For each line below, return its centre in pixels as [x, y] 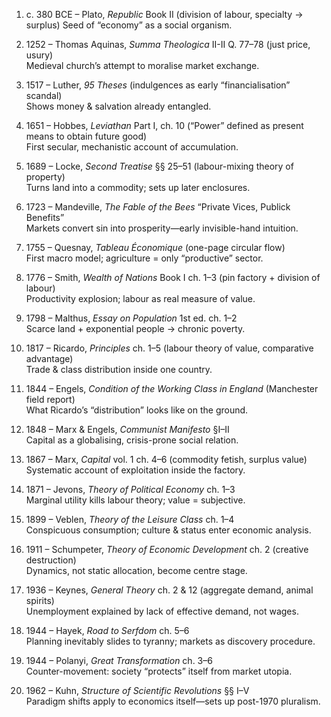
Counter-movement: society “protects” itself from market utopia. [159, 671]
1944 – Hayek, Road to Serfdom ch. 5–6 [107, 630]
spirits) [40, 600]
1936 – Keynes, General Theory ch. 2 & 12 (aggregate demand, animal [169, 590]
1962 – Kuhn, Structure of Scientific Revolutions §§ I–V [137, 690]
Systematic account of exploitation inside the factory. [135, 470]
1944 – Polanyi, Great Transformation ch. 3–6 [119, 660]
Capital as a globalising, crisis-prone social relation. [132, 440]
